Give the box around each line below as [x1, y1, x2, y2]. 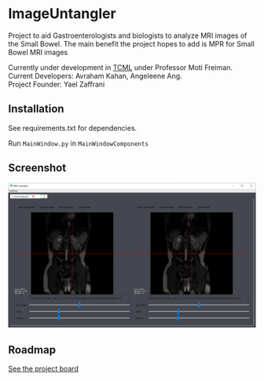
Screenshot [8, 161, 67, 175]
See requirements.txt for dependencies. [8, 123, 137, 132]
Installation [8, 102, 64, 116]
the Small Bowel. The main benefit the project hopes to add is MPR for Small [8, 39, 255, 48]
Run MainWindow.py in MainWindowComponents [8, 139, 149, 148]
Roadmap [8, 343, 57, 357]
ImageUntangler [8, 5, 116, 23]
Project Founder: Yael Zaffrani [8, 80, 105, 89]
